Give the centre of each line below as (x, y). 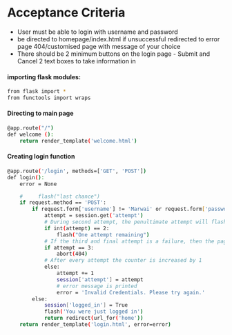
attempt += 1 (75, 274)
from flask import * (37, 92)
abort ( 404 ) (72, 254)
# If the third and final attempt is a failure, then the (129, 241)
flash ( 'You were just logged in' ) (94, 312)
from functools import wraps (49, 98)
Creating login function (41, 156)
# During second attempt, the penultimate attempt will (126, 222)
